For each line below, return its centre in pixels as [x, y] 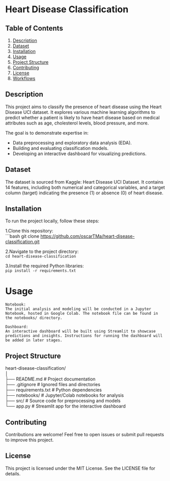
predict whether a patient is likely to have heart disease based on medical [82, 117]
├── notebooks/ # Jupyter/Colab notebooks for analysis [65, 395]
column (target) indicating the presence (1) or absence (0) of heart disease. [84, 193]
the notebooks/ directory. [34, 318]
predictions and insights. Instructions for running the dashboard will [84, 336]
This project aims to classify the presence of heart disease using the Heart [83, 107]
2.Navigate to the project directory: [42, 251]
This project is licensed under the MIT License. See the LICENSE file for [80, 468]
